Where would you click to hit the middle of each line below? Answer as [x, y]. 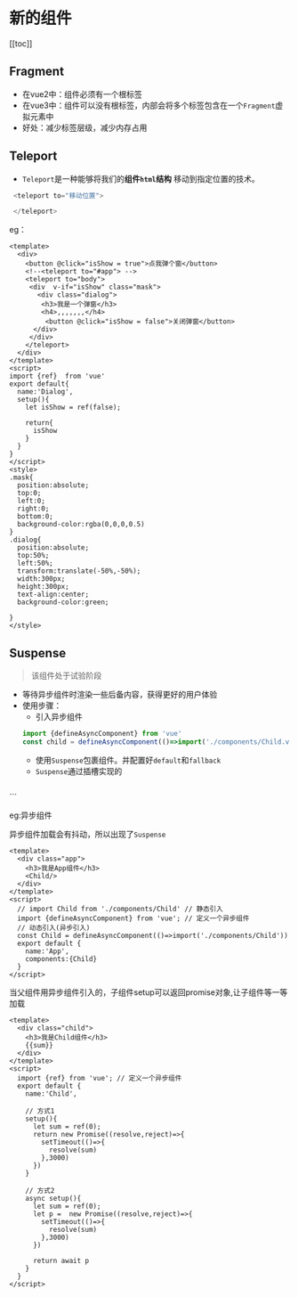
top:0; [29, 494]
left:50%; [35, 563]
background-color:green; [63, 602]
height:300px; [43, 587]
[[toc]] [21, 43]
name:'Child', [51, 1093]
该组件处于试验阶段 [66, 676]
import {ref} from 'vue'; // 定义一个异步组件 [100, 1078]
